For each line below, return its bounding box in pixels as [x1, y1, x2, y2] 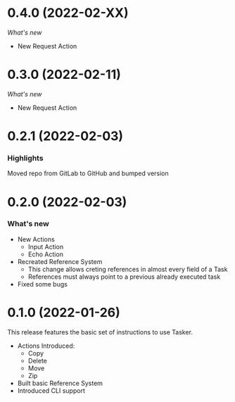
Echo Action [27, 250, 63, 258]
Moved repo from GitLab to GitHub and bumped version [7, 169, 169, 177]
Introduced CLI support [17, 386, 86, 395]
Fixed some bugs [17, 279, 68, 288]
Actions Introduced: [17, 341, 75, 350]
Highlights [7, 153, 44, 163]
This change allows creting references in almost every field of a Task [27, 265, 228, 273]
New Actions [17, 234, 55, 244]
